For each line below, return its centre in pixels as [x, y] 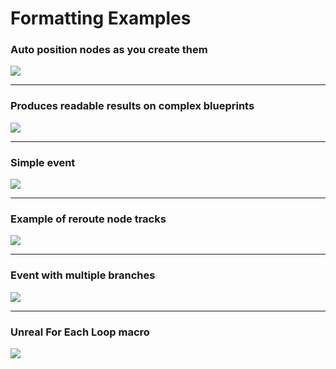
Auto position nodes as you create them [109, 50]
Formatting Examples [101, 18]
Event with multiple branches [83, 275]
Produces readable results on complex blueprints [132, 106]
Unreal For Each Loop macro [80, 332]
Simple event [43, 162]
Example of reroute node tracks [88, 219]
